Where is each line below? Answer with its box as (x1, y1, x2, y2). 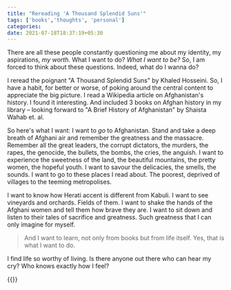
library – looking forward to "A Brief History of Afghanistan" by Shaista (7, 106, 207, 114)
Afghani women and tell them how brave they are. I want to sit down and (7, 206, 212, 214)
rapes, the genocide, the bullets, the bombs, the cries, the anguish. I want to (7, 148, 224, 157)
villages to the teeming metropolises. (7, 177, 112, 186)
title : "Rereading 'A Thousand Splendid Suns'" (7, 10, 147, 17)
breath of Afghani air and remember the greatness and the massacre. (7, 134, 204, 142)
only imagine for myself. (7, 220, 76, 229)
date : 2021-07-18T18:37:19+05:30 (7, 29, 103, 37)
